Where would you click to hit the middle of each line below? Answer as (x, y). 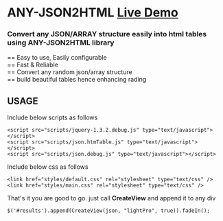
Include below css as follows (48, 167)
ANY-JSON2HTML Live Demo (93, 13)
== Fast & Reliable (33, 65)
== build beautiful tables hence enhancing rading (77, 80)
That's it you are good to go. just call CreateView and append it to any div (111, 198)
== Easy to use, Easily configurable (57, 58)
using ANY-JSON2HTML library (61, 43)
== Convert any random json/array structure (70, 72)
